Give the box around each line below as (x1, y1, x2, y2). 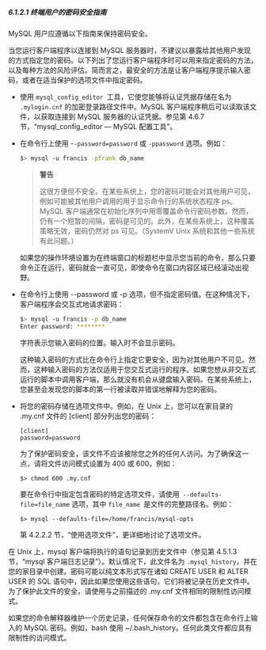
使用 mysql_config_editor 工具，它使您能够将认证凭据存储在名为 (19, 92, 232, 101)
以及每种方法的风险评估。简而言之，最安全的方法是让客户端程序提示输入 (8, 65, 244, 74)
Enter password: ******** (19, 322, 105, 330)
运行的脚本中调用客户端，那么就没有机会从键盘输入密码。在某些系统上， (19, 374, 256, 384)
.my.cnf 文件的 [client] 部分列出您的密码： (19, 411, 157, 420)
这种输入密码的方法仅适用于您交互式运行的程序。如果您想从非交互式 (33, 364, 256, 374)
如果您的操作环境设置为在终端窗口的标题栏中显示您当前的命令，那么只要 (19, 253, 256, 262)
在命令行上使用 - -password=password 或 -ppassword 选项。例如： (19, 139, 228, 148)
